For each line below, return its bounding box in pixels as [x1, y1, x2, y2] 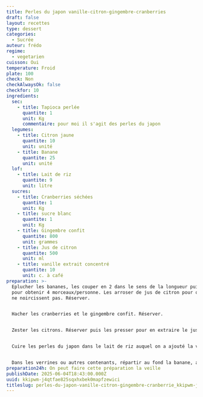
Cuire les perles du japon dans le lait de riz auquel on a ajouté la [11, 343, 193, 350]
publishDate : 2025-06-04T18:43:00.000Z [6, 370, 107, 377]
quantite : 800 [22, 233, 59, 239]
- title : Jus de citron [17, 244, 77, 250]
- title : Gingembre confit [17, 227, 85, 233]
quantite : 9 [22, 177, 53, 183]
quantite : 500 [22, 250, 59, 256]
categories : [6, 31, 36, 37]
